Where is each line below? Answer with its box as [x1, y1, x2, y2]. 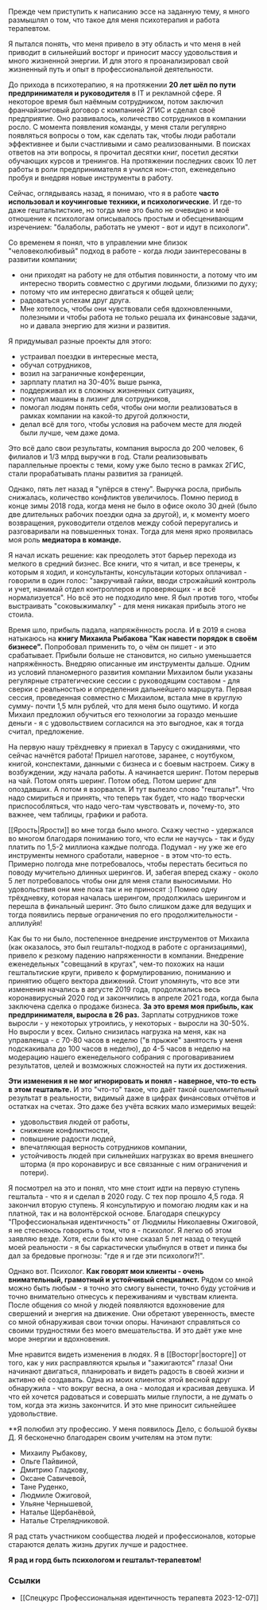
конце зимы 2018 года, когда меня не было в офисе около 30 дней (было [8, 501, 257, 511]
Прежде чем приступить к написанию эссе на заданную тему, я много [8, 7, 250, 16]
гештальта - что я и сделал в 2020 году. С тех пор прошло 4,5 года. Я [8, 1192, 245, 1201]
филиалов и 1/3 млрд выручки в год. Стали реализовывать [8, 452, 208, 461]
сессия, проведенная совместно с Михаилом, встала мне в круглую [8, 693, 242, 702]
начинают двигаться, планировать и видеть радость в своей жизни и [8, 1366, 245, 1376]
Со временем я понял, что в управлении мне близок [8, 238, 188, 247]
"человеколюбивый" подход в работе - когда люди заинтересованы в [8, 246, 247, 256]
